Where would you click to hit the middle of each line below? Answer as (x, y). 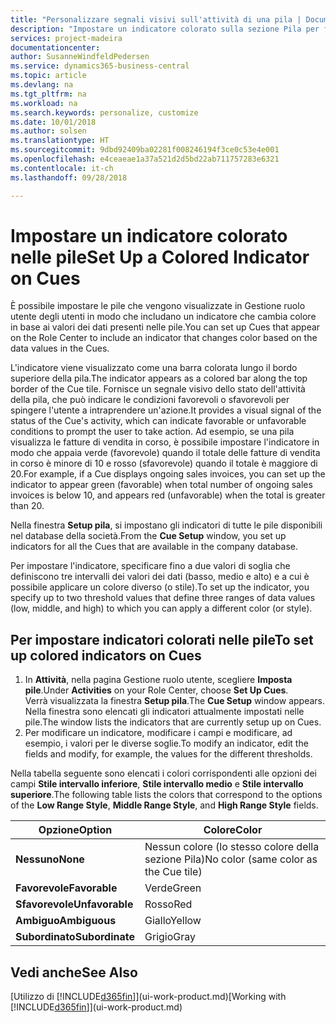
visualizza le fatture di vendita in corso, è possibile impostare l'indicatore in (165, 442)
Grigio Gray (170, 937)
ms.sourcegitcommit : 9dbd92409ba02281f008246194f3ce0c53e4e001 (145, 150)
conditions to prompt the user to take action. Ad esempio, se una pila (152, 432)
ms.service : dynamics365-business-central (100, 66)
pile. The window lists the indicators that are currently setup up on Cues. (173, 722)
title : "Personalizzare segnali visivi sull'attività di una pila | (156, 19)
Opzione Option (75, 830)
